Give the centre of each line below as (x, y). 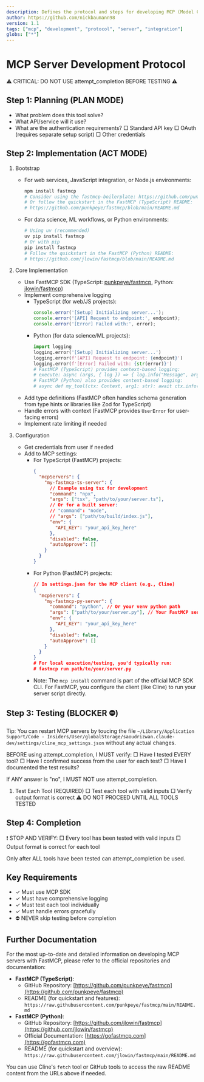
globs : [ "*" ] (23, 35)
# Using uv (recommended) (57, 231)
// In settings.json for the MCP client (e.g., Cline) (104, 584)
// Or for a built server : (84, 505)
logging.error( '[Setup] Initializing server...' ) (97, 352)
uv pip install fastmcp (54, 236)
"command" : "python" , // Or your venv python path (115, 607)
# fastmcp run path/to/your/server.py (82, 669)
